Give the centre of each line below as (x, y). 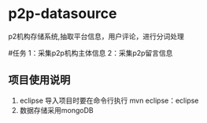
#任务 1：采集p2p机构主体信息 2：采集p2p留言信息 (91, 52)
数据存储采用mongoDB (56, 110)
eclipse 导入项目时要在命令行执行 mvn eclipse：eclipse (109, 100)
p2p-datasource (63, 14)
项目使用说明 (39, 80)
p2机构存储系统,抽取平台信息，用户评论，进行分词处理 (96, 36)
